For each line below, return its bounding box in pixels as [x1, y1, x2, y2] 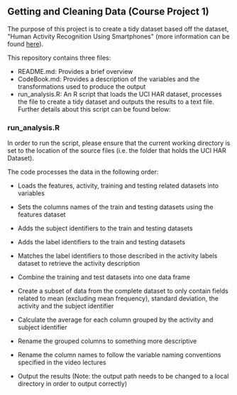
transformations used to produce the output [17, 82, 146, 91]
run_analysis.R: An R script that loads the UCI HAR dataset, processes [17, 90, 222, 98]
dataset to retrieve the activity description [17, 259, 140, 268]
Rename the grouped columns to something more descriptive [17, 337, 197, 345]
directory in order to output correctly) [17, 379, 128, 388]
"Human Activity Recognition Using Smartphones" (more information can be [7, 32, 230, 40]
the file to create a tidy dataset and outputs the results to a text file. [17, 97, 214, 106]
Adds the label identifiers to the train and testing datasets [17, 238, 186, 247]
